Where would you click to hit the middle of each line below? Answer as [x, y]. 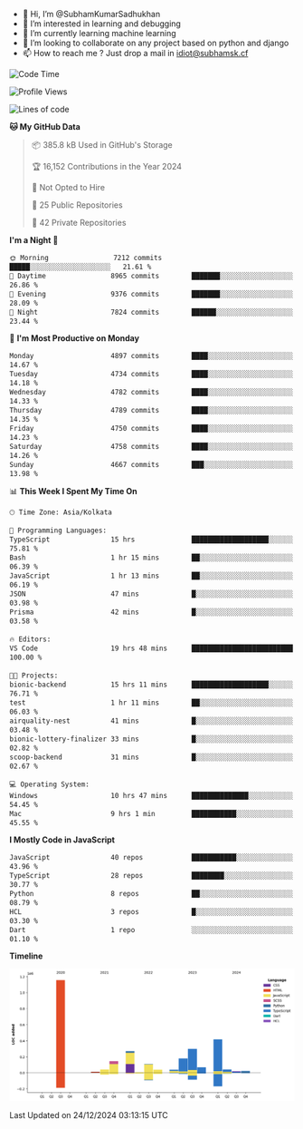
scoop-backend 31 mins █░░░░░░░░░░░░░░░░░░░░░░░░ [151, 757]
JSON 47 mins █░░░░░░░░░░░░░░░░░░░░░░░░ [151, 594]
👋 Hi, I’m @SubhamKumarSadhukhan [91, 14]
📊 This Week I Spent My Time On [73, 491]
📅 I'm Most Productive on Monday [75, 338]
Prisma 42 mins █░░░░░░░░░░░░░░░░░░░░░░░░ [151, 612]
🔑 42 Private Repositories [79, 223]
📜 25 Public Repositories [77, 205]
